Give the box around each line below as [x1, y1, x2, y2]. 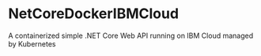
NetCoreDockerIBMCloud [8, 5, 180, 23]
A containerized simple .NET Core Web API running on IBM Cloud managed [8, 31, 254, 40]
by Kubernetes [8, 39, 56, 48]
